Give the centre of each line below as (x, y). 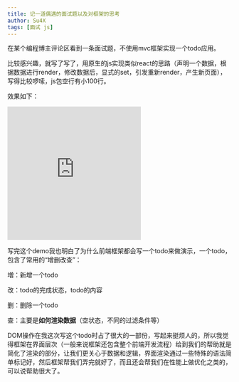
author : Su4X (27, 21)
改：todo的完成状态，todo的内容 (55, 290)
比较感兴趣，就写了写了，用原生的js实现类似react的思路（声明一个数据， (114, 63)
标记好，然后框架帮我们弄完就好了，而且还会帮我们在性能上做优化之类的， (122, 362)
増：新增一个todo (33, 275)
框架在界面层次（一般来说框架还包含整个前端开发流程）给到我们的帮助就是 (122, 344)
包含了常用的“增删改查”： (44, 260)
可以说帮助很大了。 (36, 371)
